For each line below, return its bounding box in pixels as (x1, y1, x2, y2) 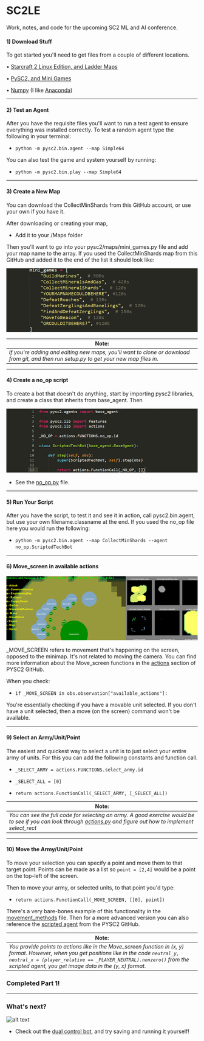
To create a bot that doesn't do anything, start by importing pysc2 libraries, (6, 390, 194, 397)
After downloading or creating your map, (6, 220, 108, 227)
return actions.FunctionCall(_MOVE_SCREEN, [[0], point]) (15, 897, 165, 903)
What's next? (6, 1002, 47, 1011)
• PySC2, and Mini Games (6, 75, 72, 82)
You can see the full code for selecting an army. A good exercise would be (8, 812, 195, 819)
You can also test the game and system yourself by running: (6, 156, 157, 164)
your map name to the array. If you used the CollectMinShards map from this (6, 249, 198, 257)
